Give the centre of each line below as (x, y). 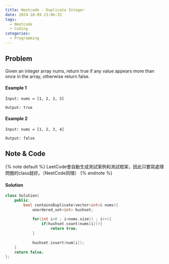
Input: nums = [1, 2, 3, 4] (35, 130)
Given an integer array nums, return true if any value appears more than (80, 71)
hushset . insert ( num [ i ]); (58, 243)
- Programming (24, 39)
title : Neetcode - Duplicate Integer (45, 10)
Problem (19, 59)
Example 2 (16, 119)
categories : (18, 33)
